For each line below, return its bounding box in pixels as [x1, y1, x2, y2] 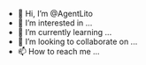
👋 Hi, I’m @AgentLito [17, 9, 93, 18]
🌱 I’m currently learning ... [17, 27, 112, 37]
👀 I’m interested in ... [17, 18, 93, 28]
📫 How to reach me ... [17, 47, 100, 56]
